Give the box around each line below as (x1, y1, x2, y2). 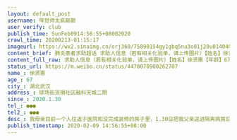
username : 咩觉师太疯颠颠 (7, 17, 76, 24)
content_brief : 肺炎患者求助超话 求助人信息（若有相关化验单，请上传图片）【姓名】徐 (7, 50, 229, 57)
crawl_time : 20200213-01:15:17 (7, 37, 99, 44)
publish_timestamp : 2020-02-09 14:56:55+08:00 (7, 122, 147, 129)
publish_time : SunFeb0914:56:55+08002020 (7, 30, 131, 37)
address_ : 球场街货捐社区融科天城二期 (7, 89, 108, 96)
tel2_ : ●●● (7, 109, 39, 116)
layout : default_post (7, 10, 71, 18)
